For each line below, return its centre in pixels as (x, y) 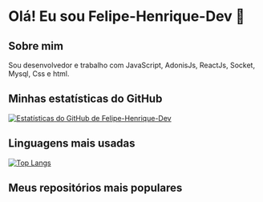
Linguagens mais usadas (72, 143)
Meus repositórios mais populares (95, 188)
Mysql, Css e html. (39, 74)
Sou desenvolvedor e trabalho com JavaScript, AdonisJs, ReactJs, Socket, (131, 65)
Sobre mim (36, 46)
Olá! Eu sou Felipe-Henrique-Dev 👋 (127, 16)
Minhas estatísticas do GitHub (85, 99)
